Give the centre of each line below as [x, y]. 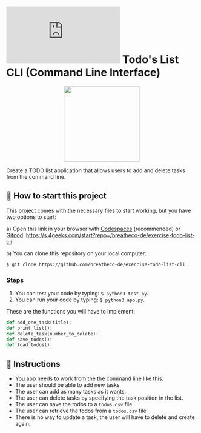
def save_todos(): [29, 340]
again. [23, 424]
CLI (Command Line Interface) [83, 72]
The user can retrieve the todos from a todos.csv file [81, 411]
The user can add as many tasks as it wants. [71, 392]
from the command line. [36, 176]
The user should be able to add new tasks [67, 385]
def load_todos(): [29, 345]
